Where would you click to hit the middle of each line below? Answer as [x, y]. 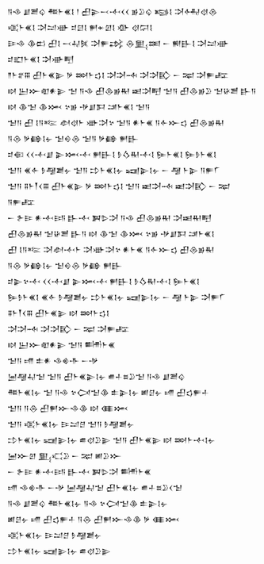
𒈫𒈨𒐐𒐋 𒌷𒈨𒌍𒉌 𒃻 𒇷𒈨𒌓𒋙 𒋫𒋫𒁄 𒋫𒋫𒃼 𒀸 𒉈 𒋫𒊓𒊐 [118, 75]
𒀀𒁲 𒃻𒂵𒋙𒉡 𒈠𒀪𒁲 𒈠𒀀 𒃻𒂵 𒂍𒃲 [73, 138]
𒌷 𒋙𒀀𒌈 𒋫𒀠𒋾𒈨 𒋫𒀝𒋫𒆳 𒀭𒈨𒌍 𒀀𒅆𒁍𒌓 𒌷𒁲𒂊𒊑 [111, 249]
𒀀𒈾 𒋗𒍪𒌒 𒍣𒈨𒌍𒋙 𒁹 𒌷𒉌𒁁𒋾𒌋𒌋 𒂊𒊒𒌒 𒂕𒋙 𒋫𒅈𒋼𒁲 [113, 12]
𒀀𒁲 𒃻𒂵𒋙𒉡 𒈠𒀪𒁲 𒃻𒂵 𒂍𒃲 [65, 265]
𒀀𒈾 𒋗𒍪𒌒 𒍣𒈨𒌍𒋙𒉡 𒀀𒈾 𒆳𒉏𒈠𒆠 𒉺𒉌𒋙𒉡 [88, 503]
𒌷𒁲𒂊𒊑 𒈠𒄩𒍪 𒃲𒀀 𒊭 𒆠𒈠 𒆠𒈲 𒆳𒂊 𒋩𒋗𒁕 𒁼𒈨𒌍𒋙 [111, 234]
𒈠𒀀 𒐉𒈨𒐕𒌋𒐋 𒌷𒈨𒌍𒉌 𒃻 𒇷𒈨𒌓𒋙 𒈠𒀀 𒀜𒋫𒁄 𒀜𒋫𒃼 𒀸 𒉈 [119, 186]
